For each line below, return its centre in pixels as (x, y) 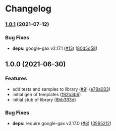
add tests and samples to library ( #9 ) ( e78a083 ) (61, 89)
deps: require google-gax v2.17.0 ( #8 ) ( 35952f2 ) (62, 124)
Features (16, 78)
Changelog (28, 9)
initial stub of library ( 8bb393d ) (44, 100)
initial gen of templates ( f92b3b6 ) (47, 95)
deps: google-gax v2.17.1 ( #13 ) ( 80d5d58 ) (55, 48)
